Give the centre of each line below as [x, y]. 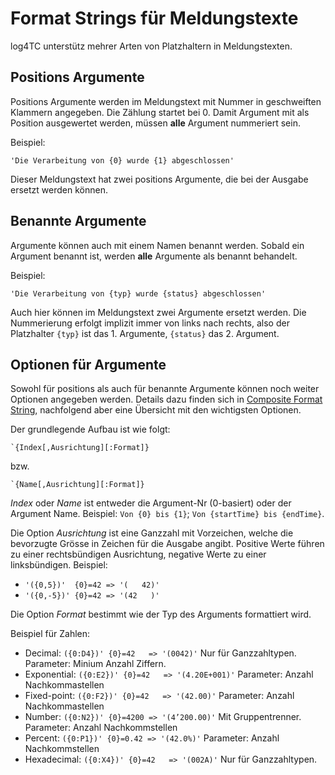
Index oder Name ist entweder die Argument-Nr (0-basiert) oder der [151, 503]
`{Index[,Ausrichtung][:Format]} [80, 448]
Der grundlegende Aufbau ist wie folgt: [90, 429]
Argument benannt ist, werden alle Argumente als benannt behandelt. [154, 256]
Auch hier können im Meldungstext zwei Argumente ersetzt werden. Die [158, 312]
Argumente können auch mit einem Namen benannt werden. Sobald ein [157, 245]
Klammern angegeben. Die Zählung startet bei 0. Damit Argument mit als [160, 112]
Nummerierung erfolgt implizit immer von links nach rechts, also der [150, 323]
